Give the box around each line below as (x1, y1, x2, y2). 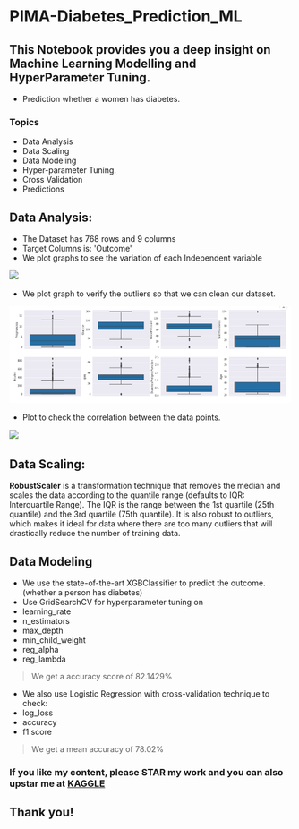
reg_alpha (21, 645, 59, 655)
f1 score (21, 727, 52, 738)
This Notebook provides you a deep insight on (9, 42, 271, 57)
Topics (9, 115, 40, 128)
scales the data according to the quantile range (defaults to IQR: (9, 490, 245, 500)
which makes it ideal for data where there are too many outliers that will (9, 518, 273, 529)
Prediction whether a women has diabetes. (21, 94, 181, 104)
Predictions (21, 184, 64, 194)
